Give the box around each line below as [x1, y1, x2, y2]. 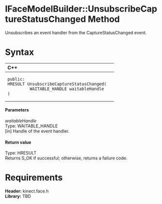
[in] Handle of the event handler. [5, 128, 70, 134]
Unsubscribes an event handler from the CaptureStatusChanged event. [5, 30, 147, 35]
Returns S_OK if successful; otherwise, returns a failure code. [5, 155, 128, 161]
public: [7, 76, 25, 82]
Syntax [5, 47, 34, 58]
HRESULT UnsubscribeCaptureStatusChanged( [7, 81, 107, 87]
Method [88, 14, 120, 25]
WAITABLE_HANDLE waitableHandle [29, 86, 104, 92]
